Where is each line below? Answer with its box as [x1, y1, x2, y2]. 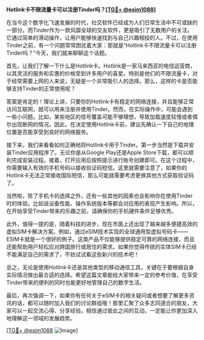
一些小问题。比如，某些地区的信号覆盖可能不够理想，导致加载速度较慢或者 [6, 113, 192, 120]
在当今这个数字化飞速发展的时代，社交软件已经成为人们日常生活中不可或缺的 [6, 19, 198, 26]
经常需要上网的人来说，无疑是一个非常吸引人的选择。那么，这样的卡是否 [11, 77, 192, 85]
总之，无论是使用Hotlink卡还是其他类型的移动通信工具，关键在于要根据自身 [6, 264, 194, 271]
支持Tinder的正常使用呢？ [11, 85, 76, 92]
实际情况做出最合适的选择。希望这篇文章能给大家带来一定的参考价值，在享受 [6, 271, 198, 279]
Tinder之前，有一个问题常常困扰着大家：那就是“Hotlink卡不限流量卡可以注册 [6, 42, 197, 49]
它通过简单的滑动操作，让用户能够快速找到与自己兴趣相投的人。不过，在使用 [6, 34, 198, 41]
